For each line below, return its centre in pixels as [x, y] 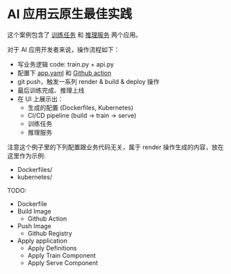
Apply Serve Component [63, 263]
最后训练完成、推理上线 [51, 90]
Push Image [34, 225]
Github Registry [50, 233]
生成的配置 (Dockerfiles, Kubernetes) [80, 108]
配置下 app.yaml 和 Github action [64, 73]
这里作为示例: [27, 155]
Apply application [42, 241]
